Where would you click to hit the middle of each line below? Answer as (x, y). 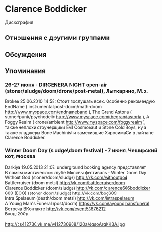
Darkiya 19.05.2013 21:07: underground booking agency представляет (76, 167)
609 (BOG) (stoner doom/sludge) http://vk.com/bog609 (61, 193)
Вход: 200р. (18, 213)
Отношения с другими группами (58, 38)
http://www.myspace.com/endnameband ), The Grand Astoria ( (69, 112)
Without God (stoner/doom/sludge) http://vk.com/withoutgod (66, 177)
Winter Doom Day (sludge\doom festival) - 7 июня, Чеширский (81, 151)
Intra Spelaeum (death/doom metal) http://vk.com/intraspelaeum (70, 198)
